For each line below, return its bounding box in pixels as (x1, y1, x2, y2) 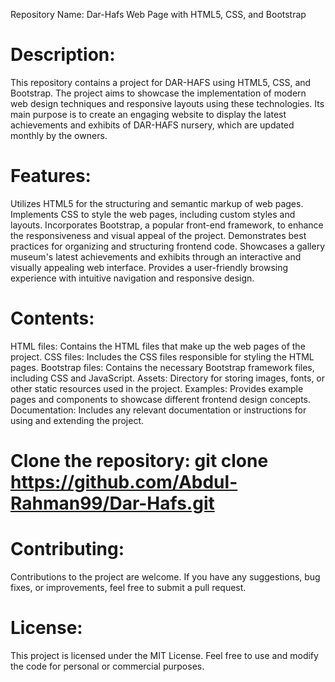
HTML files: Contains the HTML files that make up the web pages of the (10, 340, 306, 352)
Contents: (10, 307, 95, 330)
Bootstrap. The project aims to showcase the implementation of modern (10, 87, 307, 99)
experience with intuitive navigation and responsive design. (10, 272, 255, 284)
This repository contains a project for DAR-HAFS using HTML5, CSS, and (10, 76, 312, 88)
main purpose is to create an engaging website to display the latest (10, 108, 287, 120)
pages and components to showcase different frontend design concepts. (10, 393, 312, 405)
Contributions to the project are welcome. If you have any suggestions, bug (10, 570, 321, 583)
